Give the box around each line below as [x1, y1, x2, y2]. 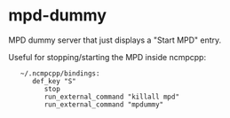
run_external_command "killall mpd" [44, 92, 179, 101]
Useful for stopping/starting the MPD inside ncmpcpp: [8, 51, 206, 62]
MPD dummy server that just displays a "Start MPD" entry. [8, 35, 222, 45]
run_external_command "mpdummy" [44, 99, 164, 109]
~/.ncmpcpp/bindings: [20, 68, 100, 78]
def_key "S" [31, 76, 76, 85]
